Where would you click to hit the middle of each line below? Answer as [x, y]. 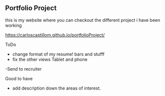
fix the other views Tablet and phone [50, 59]
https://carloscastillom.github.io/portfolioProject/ [55, 35]
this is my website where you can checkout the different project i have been [83, 20]
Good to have [19, 78]
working [14, 25]
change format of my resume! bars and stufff [58, 54]
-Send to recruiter [24, 69]
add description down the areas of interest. [56, 88]
